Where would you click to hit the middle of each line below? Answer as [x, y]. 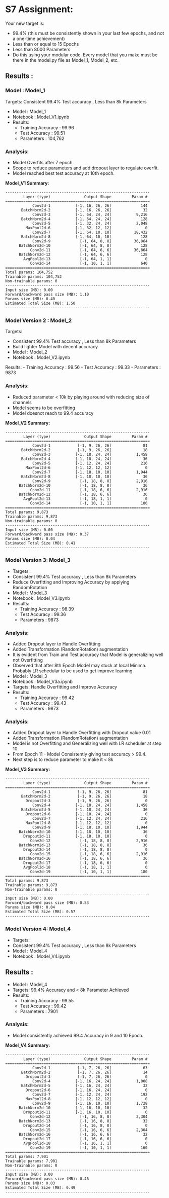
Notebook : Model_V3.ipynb [41, 598]
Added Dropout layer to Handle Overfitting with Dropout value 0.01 [81, 733]
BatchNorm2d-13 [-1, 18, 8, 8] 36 [83, 845]
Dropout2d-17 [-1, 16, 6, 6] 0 [86, 1139]
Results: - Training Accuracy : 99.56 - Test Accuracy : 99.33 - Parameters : [83, 367]
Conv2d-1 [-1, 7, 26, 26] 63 [90, 1068]
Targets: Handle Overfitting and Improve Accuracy [65, 687]
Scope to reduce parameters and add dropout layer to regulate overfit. [86, 168]
